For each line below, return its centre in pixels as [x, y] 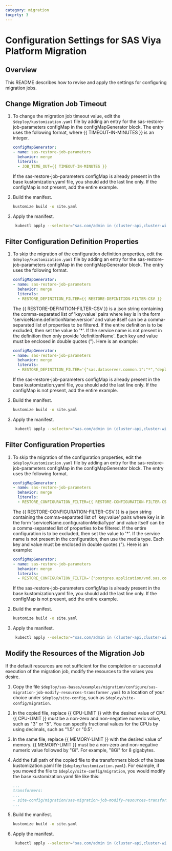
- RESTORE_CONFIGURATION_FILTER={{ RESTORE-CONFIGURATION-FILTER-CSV [93, 502]
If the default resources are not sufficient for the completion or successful [83, 666]
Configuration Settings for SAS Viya [83, 40]
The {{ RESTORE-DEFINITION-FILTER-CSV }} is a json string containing [88, 309]
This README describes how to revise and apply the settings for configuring [86, 82]
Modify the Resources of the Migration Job [75, 653]
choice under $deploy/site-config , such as [59, 697]
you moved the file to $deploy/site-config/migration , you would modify [89, 771]
